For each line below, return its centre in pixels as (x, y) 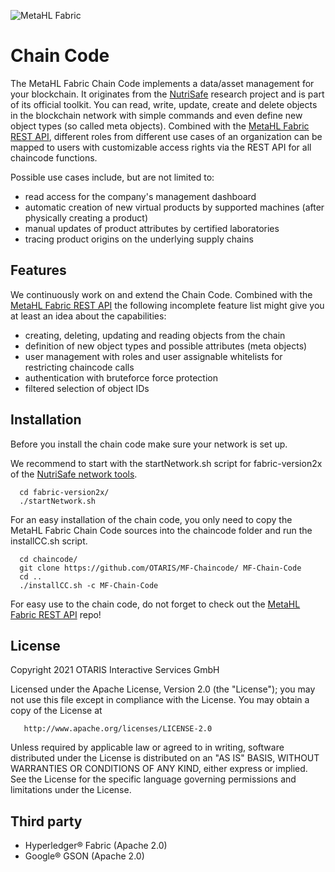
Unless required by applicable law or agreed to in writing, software (147, 747)
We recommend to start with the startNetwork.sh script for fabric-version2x (166, 463)
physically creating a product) (86, 217)
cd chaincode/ (48, 559)
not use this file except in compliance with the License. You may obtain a (160, 700)
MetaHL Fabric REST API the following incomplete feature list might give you (167, 305)
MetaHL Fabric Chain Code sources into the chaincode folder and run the (161, 530)
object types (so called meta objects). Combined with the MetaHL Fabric (160, 126)
